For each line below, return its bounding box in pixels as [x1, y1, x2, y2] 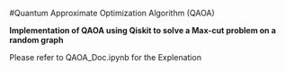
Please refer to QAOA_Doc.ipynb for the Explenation [9, 52, 202, 62]
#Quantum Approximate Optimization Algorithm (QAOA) [9, 8, 216, 18]
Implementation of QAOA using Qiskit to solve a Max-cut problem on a [9, 25, 277, 35]
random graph [9, 35, 64, 45]
